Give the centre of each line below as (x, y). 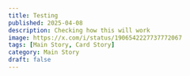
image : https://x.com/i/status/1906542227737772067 (95, 38)
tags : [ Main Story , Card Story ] (61, 45)
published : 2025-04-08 (46, 23)
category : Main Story (44, 52)
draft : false (30, 60)
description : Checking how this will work (79, 30)
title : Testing (33, 15)
